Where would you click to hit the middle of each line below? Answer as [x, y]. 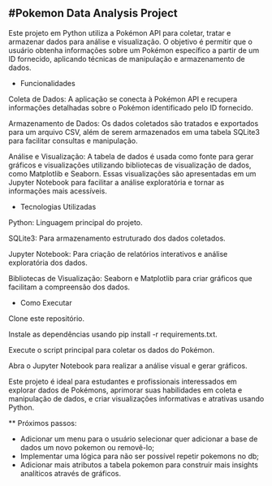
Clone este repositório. [47, 318]
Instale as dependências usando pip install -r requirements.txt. [113, 334]
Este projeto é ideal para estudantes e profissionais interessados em [123, 381]
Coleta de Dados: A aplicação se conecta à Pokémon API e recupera [123, 99]
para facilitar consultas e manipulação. [73, 141]
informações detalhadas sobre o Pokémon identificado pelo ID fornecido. [131, 107]
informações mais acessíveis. [58, 191]
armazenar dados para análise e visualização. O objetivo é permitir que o [131, 41]
